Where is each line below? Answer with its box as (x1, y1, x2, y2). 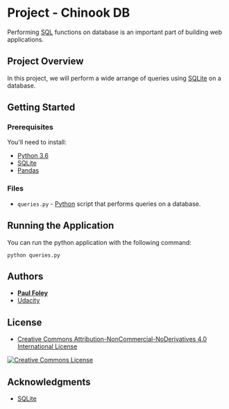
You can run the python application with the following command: (7, 238, 192, 246)
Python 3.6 (17, 152, 49, 160)
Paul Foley (17, 289, 49, 297)
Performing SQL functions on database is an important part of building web (7, 28, 223, 36)
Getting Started (7, 102, 76, 113)
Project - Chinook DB (7, 5, 130, 21)
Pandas (17, 166, 40, 175)
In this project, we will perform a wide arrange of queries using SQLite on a (7, 74, 222, 82)
